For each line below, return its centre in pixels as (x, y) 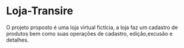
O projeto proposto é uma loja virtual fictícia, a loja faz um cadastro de (92, 27)
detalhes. (18, 40)
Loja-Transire (40, 11)
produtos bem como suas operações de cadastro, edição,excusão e (90, 33)
